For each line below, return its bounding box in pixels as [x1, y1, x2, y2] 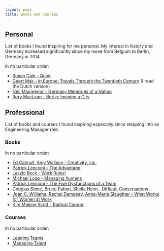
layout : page [5, 7, 32, 12]
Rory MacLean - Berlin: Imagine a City [12, 94, 90, 100]
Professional [5, 108, 45, 117]
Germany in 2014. [5, 54, 41, 60]
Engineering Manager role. [5, 126, 59, 132]
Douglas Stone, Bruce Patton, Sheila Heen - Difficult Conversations [12, 186, 149, 192]
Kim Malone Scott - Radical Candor [12, 202, 84, 208]
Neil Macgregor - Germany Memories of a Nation [12, 88, 112, 94]
